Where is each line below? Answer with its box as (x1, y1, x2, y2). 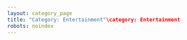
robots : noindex (7, 22, 54, 29)
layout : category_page (7, 9, 72, 17)
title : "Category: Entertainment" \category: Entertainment (7, 16, 181, 23)
